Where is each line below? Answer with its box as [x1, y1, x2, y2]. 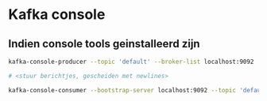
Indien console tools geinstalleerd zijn [8, 37, 200, 50]
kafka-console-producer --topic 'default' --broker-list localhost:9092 [8, 58, 254, 65]
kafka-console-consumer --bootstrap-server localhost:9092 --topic [8, 86, 237, 94]
